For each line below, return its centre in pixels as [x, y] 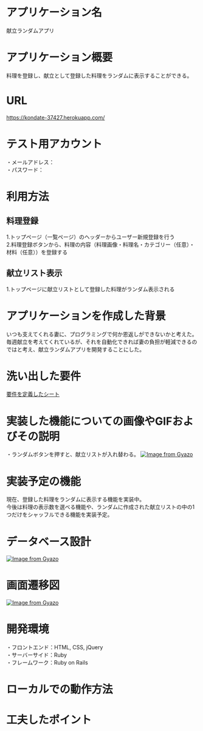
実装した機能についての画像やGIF [89, 421]
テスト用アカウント [54, 144]
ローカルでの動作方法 [60, 690]
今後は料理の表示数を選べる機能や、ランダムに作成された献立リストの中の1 [101, 507]
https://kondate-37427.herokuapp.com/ [56, 117]
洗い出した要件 [44, 376]
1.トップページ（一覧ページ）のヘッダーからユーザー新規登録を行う [91, 237]
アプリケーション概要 [60, 58]
